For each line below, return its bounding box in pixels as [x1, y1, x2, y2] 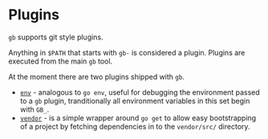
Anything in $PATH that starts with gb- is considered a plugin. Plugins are [8, 47, 246, 57]
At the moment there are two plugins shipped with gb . [8, 72, 185, 81]
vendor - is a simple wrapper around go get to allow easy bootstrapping [19, 112, 257, 122]
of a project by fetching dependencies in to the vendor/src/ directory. [19, 121, 250, 131]
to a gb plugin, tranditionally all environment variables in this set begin [19, 96, 250, 105]
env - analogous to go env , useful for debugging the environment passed [19, 87, 261, 97]
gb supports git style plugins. [8, 32, 104, 42]
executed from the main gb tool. [8, 56, 113, 66]
